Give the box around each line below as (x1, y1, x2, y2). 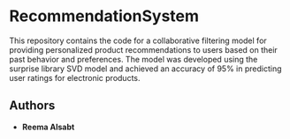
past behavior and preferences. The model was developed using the (9, 54, 258, 64)
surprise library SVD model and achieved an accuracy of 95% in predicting (9, 63, 282, 74)
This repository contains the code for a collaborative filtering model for (9, 35, 267, 46)
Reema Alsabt (21, 121, 75, 132)
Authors (9, 99, 56, 113)
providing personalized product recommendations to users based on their (9, 44, 279, 55)
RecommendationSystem (9, 6, 200, 26)
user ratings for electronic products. (9, 72, 141, 83)
